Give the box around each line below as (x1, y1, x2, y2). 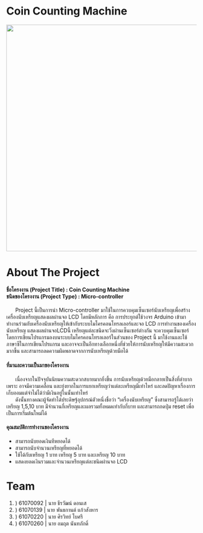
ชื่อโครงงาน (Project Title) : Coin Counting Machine (6, 286, 130, 293)
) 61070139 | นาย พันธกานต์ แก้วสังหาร (14, 506, 98, 513)
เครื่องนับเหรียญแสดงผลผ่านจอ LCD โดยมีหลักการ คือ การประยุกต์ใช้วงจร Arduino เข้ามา (6, 313, 186, 321)
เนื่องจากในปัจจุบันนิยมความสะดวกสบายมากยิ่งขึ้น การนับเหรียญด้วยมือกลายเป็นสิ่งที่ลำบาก (14, 375, 192, 383)
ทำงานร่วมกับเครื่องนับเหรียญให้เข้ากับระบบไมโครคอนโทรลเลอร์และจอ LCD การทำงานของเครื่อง (6, 320, 196, 328)
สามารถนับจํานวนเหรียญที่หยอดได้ (14, 444, 83, 451)
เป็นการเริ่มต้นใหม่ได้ (6, 409, 47, 416)
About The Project (6, 266, 100, 279)
